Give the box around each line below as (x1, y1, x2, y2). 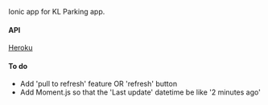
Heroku (8, 43, 33, 53)
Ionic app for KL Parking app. (8, 7, 105, 16)
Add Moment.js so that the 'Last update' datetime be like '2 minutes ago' (19, 87, 262, 97)
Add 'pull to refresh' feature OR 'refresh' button (19, 79, 178, 89)
